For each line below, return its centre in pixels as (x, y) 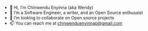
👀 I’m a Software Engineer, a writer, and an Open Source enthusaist (76, 13)
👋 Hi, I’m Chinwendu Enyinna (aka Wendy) (51, 8)
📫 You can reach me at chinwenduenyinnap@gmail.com (66, 23)
